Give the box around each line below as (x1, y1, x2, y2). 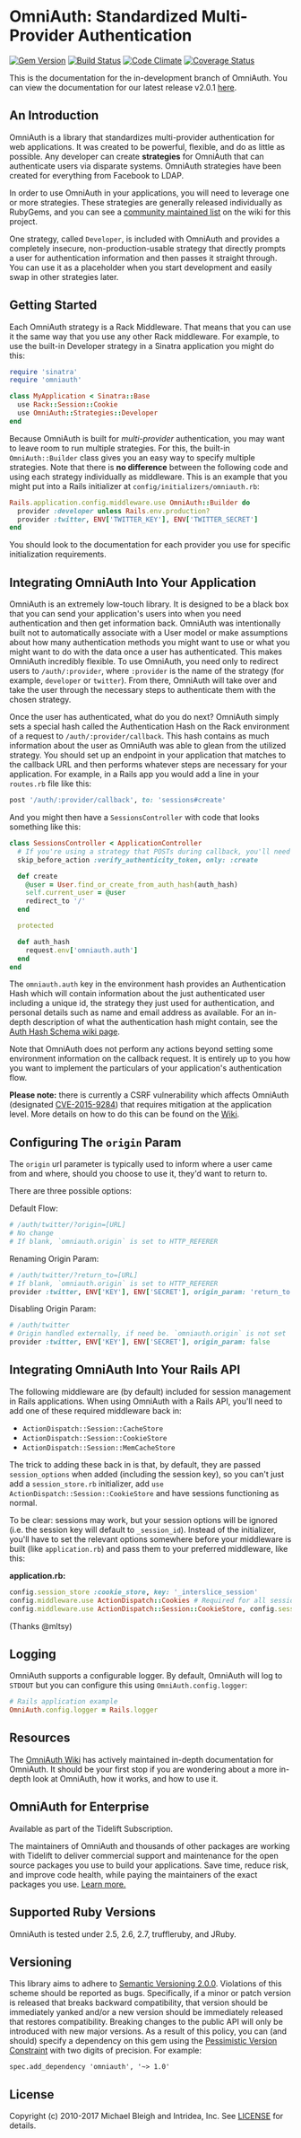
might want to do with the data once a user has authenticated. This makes (9, 646, 282, 657)
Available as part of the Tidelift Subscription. (9, 1823, 173, 1834)
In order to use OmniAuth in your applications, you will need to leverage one (9, 187, 289, 198)
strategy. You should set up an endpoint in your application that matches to (9, 749, 287, 760)
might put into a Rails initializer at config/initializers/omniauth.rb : (9, 480, 260, 491)
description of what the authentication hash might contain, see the (32, 1017, 278, 1028)
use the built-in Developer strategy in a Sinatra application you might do (9, 340, 275, 351)
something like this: (9, 821, 82, 832)
